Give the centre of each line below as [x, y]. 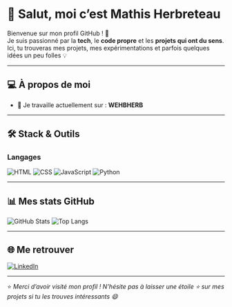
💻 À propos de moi [49, 85]
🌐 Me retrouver [41, 249]
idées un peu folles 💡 [37, 55]
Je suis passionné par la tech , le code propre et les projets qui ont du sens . [116, 40]
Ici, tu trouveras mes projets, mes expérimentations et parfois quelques [108, 48]
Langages [24, 157]
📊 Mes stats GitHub [51, 201]
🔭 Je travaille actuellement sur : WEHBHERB [80, 105]
